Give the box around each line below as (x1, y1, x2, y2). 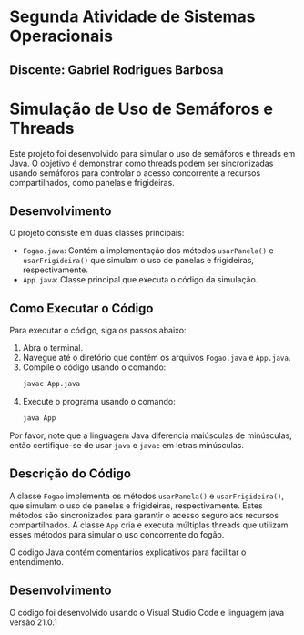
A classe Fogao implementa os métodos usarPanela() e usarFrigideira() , (9, 490, 285, 501)
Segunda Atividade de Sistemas (9, 6, 257, 27)
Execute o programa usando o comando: (22, 396, 176, 407)
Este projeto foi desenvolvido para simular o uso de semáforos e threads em (9, 148, 296, 159)
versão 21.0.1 (9, 617, 57, 628)
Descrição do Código (9, 466, 132, 482)
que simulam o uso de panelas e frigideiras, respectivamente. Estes (9, 499, 264, 511)
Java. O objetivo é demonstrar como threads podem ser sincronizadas (9, 158, 274, 169)
